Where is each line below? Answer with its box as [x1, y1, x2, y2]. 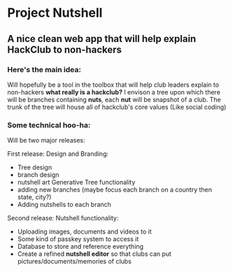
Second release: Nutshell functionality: [7, 214, 119, 222]
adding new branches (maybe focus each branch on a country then [17, 185, 212, 194]
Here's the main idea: [7, 64, 82, 74]
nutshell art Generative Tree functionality [17, 178, 136, 187]
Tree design [17, 163, 52, 172]
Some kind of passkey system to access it [17, 235, 139, 243]
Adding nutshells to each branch [17, 201, 112, 209]
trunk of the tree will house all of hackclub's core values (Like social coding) [7, 103, 227, 111]
